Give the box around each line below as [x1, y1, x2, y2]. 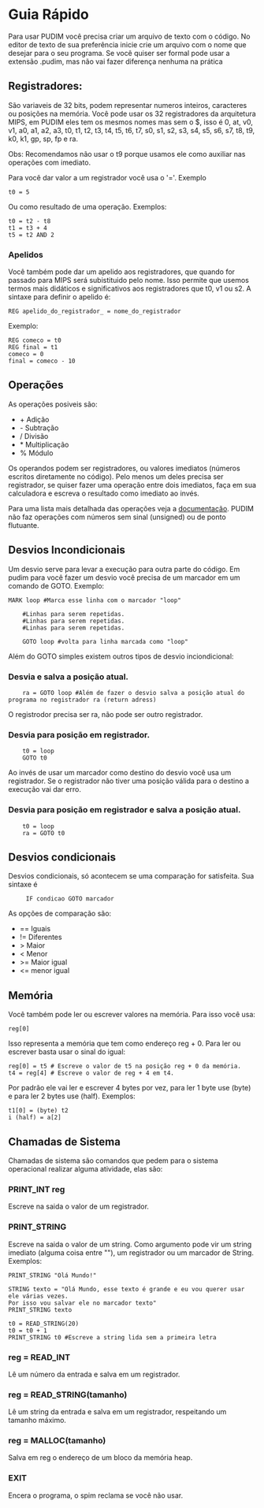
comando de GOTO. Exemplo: [8, 581, 105, 590]
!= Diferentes [19, 932, 62, 942]
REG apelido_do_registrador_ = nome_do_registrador [8, 307, 181, 316]
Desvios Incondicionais [8, 544, 126, 557]
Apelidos [8, 249, 43, 260]
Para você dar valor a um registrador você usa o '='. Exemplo [8, 173, 206, 182]
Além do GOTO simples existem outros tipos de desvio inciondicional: [8, 652, 234, 661]
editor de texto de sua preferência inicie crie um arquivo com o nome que [8, 39, 247, 49]
